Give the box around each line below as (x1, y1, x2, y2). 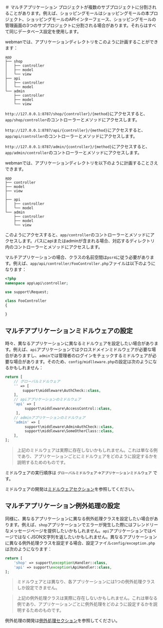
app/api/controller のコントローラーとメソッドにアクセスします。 (5, 133, 138, 139)
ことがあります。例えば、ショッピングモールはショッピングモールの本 (9, 10, 150, 16)
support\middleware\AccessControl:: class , (24, 406, 112, 411)
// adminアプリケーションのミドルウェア (14, 415, 86, 420)
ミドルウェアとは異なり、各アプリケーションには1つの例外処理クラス (17, 579, 155, 585)
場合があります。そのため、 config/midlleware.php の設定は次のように (13, 358, 153, 364)
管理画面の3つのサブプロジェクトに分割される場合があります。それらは (5, 22, 148, 28)
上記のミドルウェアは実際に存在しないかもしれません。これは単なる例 (17, 447, 158, 453)
